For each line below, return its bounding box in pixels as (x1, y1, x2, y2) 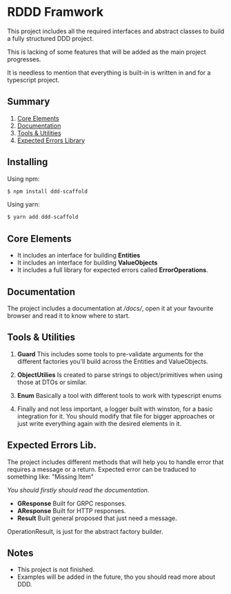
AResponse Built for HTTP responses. (17, 506, 126, 515)
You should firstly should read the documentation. (7, 486, 150, 494)
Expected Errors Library (17, 136, 86, 144)
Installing (7, 156, 48, 168)
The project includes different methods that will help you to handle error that (7, 457, 224, 466)
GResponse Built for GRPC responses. (17, 499, 127, 508)
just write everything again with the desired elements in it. (17, 419, 181, 428)
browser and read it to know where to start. (7, 312, 130, 320)
